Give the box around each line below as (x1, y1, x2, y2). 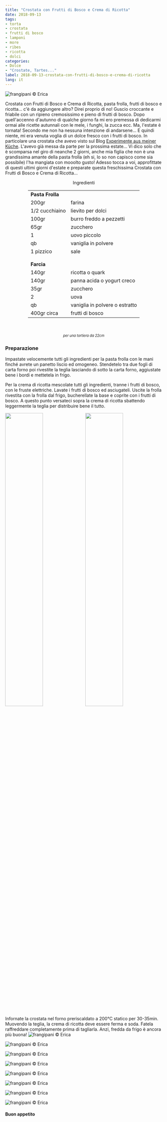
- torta (5, 21, 21, 27)
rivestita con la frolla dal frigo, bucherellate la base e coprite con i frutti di (5, 392, 156, 398)
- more (5, 40, 19, 45)
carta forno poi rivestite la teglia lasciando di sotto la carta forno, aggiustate (5, 367, 161, 373)
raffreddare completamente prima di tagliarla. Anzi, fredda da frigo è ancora (5, 1026, 161, 1032)
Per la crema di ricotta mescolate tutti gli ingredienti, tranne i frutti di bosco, (5, 382, 161, 388)
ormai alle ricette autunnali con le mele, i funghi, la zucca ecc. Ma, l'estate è (5, 122, 161, 128)
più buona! (5, 1032, 27, 1038)
